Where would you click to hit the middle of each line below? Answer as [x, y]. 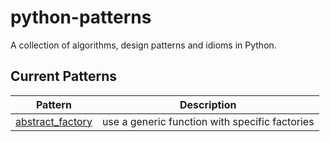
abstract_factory [54, 121]
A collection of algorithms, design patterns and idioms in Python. [143, 45]
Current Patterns [64, 76]
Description [208, 104]
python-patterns [81, 17]
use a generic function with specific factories [208, 121]
